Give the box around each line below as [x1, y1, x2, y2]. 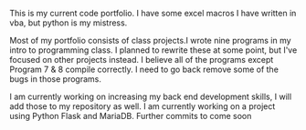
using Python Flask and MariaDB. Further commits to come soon [9, 111, 252, 121]
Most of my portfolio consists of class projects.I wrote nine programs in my [9, 35, 291, 45]
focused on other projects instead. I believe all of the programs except [9, 55, 274, 65]
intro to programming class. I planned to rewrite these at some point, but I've [9, 45, 298, 55]
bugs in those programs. [9, 74, 102, 85]
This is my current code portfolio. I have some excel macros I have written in [9, 8, 297, 18]
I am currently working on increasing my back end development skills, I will [9, 91, 292, 102]
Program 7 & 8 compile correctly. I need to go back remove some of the [9, 64, 279, 75]
